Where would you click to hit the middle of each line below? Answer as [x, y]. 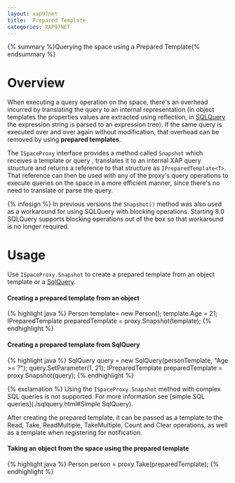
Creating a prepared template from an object [74, 298]
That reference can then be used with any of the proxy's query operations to [118, 176]
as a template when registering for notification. [75, 432]
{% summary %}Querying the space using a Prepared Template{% [104, 47]
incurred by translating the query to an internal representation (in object [111, 110]
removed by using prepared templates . [64, 140]
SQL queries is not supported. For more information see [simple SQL [106, 396]
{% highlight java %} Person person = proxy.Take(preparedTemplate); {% [113, 464]
